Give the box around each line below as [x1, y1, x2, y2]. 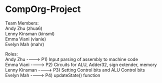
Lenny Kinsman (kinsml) [5, 30, 55, 36]
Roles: [5, 51, 18, 57]
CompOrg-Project [5, 3, 81, 15]
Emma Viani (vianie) [5, 36, 46, 42]
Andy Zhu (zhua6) [5, 25, 42, 31]
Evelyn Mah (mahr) [5, 41, 44, 47]
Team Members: [5, 20, 39, 26]
